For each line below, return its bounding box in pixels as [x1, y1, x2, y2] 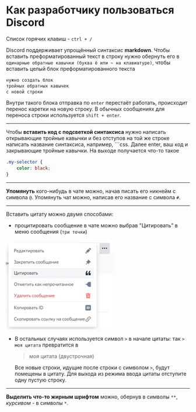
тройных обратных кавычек [6, 83, 69, 89]
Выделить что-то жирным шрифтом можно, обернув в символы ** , [6, 393, 178, 400]
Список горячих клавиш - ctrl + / [6, 35, 92, 42]
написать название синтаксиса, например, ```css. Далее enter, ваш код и [6, 141, 188, 148]
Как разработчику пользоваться [6, 4, 174, 17]
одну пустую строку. [14, 376, 67, 383]
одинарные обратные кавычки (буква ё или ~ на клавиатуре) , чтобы [6, 59, 171, 66]
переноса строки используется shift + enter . [6, 112, 121, 119]
